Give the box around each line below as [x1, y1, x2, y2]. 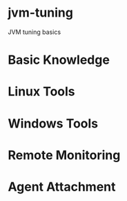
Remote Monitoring [8, 147, 121, 163]
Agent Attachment [8, 179, 116, 195]
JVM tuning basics [8, 28, 61, 36]
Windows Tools [8, 116, 99, 131]
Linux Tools [8, 84, 75, 100]
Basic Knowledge [8, 52, 110, 68]
